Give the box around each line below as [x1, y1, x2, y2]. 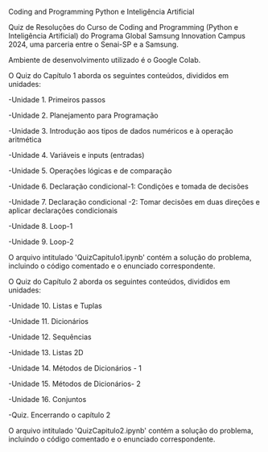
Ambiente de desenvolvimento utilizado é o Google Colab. [8, 56, 201, 64]
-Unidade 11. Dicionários [8, 317, 89, 326]
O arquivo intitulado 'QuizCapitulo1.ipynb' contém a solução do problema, [8, 253, 252, 262]
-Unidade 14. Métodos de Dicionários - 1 [8, 363, 142, 373]
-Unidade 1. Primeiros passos [8, 95, 106, 104]
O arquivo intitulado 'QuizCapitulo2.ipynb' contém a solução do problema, [8, 426, 254, 435]
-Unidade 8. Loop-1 [8, 222, 73, 230]
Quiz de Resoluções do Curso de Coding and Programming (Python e [8, 23, 239, 31]
